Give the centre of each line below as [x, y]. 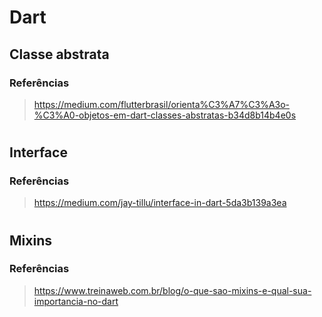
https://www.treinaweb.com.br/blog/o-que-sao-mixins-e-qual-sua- [172, 290]
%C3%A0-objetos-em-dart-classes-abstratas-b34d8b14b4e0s [165, 115]
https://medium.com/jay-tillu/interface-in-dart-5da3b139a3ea [160, 203]
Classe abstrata [59, 54]
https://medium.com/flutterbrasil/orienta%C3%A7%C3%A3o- [162, 104]
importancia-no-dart [76, 301]
